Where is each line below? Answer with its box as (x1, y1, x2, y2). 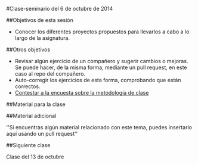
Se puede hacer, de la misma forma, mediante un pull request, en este (14, 64, 187, 71)
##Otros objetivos (6, 46, 51, 53)
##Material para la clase (6, 101, 66, 108)
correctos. (14, 83, 41, 90)
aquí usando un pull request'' (6, 130, 78, 137)
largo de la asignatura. (14, 35, 70, 41)
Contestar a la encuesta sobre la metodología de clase (14, 89, 149, 96)
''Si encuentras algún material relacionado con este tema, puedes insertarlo (6, 124, 193, 130)
